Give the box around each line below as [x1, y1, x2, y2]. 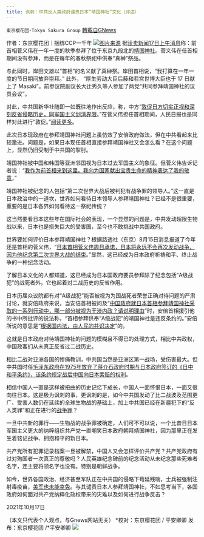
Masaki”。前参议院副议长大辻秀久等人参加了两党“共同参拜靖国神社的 [18, 83, 190, 90]
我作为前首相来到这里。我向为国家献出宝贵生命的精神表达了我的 [24, 166, 185, 174]
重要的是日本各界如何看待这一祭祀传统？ [6, 202, 107, 209]
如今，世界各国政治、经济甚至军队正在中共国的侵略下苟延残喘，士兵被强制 [6, 475, 192, 482]
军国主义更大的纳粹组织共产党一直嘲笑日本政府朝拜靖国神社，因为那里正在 [6, 427, 192, 434]
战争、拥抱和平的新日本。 [27, 434, 92, 442]
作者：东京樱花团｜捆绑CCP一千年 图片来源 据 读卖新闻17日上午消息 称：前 [6, 39, 197, 46]
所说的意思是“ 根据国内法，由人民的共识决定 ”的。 [6, 322, 129, 329]
